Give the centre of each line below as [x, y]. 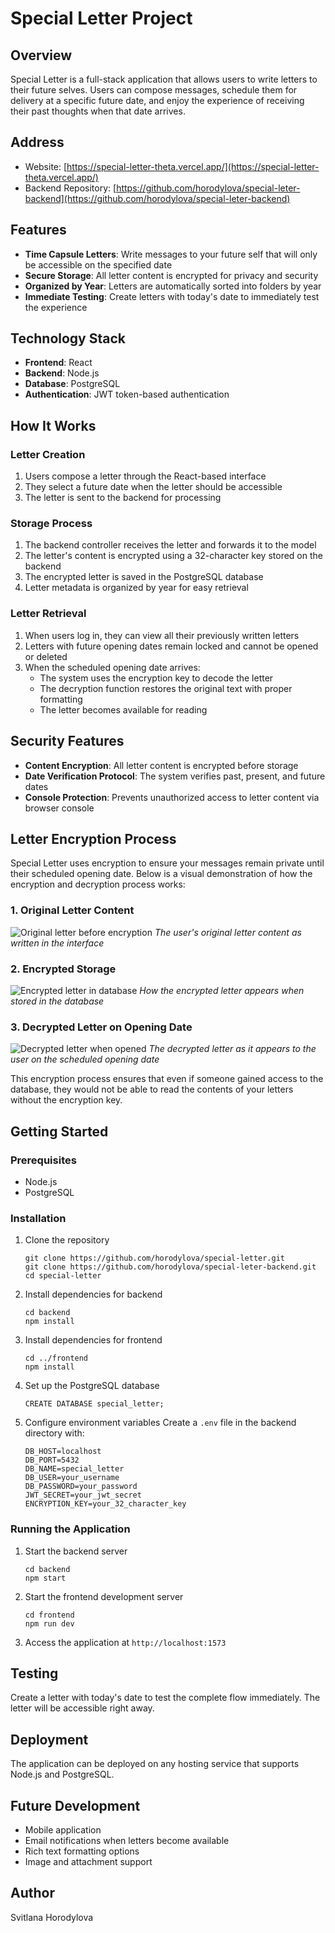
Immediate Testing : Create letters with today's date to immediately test [172, 296]
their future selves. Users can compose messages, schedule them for [154, 90]
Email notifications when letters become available [127, 1840]
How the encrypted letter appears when [222, 990]
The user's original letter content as [228, 932]
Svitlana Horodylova [52, 1917]
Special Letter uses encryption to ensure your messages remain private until [167, 863]
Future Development [75, 1805]
